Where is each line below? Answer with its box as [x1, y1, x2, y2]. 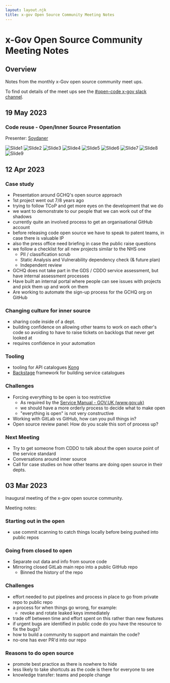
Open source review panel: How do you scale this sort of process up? [12, 421, 159, 427]
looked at [12, 335, 32, 341]
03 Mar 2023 [5, 481, 48, 490]
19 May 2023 [5, 108, 47, 117]
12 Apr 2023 [5, 165, 45, 174]
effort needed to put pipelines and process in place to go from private [12, 594, 159, 600]
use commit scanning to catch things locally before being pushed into [12, 529, 159, 535]
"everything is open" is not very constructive [20, 410, 114, 416]
